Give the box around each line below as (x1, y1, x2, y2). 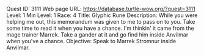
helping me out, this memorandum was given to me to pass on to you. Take (6, 18, 195, 25)
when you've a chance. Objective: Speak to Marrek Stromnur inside (6, 38, 177, 44)
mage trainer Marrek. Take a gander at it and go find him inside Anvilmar (6, 31, 189, 38)
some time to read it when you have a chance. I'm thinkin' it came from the (6, 24, 194, 32)
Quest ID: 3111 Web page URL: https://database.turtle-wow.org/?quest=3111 (6, 5, 195, 12)
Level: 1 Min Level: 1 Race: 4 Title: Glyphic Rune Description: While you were (6, 12, 198, 19)
